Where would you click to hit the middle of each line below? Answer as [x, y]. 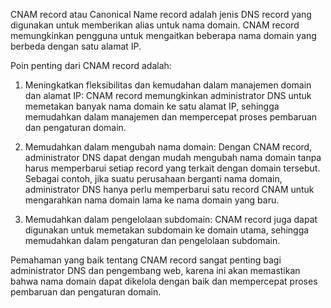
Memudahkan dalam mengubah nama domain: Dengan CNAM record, [168, 147]
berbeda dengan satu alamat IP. [76, 46]
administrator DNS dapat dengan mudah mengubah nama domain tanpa [173, 157]
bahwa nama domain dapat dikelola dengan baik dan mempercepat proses [164, 281]
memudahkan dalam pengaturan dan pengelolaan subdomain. [152, 240]
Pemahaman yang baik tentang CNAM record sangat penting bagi [146, 260]
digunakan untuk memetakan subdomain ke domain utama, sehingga [167, 230]
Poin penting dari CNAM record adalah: [91, 65]
